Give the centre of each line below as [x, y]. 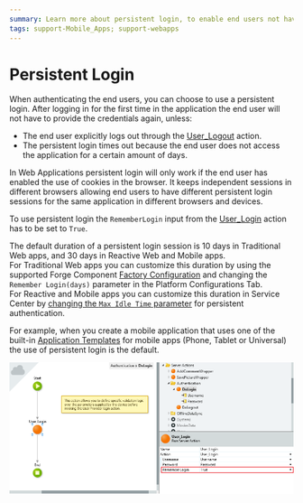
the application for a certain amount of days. [105, 155]
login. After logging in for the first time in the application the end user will [145, 109]
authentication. [37, 313]
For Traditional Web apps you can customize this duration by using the [140, 265]
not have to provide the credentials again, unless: [101, 118]
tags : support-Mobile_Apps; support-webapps [94, 28]
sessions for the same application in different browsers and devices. [136, 201]
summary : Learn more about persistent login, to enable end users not [145, 19]
